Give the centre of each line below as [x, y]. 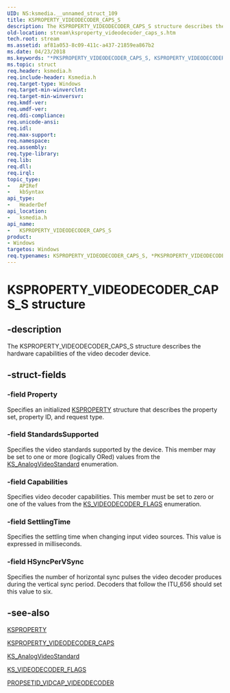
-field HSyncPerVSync [46, 562]
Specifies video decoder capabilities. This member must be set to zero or [111, 497]
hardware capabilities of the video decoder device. [79, 353]
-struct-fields [37, 375]
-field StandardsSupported [53, 434]
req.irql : [21, 173]
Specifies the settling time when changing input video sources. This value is [114, 537]
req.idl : [20, 128]
